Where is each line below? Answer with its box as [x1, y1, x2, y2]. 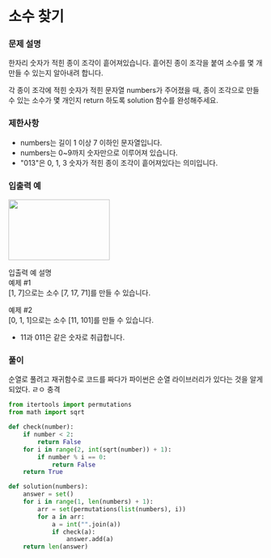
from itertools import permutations [8, 401, 132, 409]
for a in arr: [37, 513, 85, 521]
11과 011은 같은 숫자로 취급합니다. [19, 332, 125, 342]
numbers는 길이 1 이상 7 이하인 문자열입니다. [19, 137, 163, 147]
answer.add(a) [66, 535, 114, 543]
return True [23, 468, 63, 476]
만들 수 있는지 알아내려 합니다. [8, 68, 104, 78]
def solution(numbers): [8, 483, 89, 491]
